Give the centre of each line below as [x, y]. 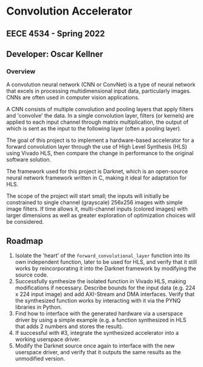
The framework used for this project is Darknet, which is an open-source [97, 172]
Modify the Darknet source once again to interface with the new [95, 346]
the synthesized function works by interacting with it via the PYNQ [98, 301]
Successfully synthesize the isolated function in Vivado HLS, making [101, 281]
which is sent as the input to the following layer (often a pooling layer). [94, 129]
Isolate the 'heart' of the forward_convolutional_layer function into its [102, 255]
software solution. [29, 160]
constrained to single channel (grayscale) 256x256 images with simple [95, 203]
